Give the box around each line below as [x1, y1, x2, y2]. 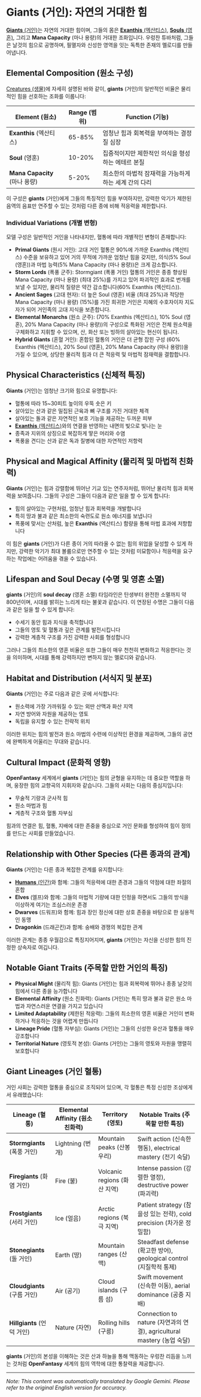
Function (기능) [125, 113, 169, 121]
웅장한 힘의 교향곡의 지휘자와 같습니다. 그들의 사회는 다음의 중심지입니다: [14, 782, 184, 789]
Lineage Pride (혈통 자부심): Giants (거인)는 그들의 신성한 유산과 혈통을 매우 [14, 1025, 194, 1032]
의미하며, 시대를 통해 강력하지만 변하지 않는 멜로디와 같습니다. [12, 654, 157, 661]
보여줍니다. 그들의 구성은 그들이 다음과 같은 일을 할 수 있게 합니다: [17, 492, 170, 499]
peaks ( [98, 1143, 120, 1151]
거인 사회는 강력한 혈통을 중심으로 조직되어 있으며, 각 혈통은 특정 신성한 [6, 1083, 172, 1091]
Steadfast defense [137, 1237, 190, 1246]
